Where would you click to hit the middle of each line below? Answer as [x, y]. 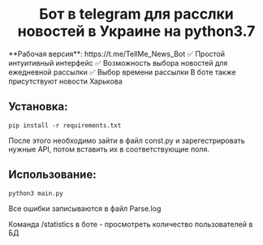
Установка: [38, 107]
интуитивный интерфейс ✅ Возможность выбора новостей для [118, 62]
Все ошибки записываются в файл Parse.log [85, 208]
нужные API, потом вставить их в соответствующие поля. [109, 149]
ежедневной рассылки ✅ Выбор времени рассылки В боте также [123, 72]
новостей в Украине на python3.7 [136, 31]
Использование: [52, 175]
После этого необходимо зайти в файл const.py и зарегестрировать [127, 140]
